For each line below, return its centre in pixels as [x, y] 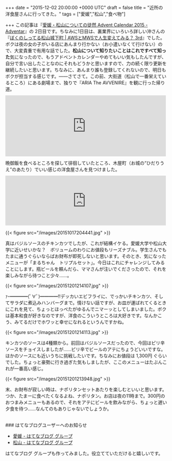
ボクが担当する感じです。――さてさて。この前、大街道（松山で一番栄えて [84, 76]
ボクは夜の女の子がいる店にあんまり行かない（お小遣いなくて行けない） [82, 44]
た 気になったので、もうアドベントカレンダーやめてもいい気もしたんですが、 [86, 57]
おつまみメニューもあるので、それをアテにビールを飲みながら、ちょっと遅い [86, 402]
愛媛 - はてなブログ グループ [43, 436]
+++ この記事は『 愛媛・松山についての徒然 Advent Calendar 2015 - [77, 25]
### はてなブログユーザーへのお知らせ [46, 425]
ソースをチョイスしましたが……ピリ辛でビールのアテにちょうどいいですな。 [85, 349]
